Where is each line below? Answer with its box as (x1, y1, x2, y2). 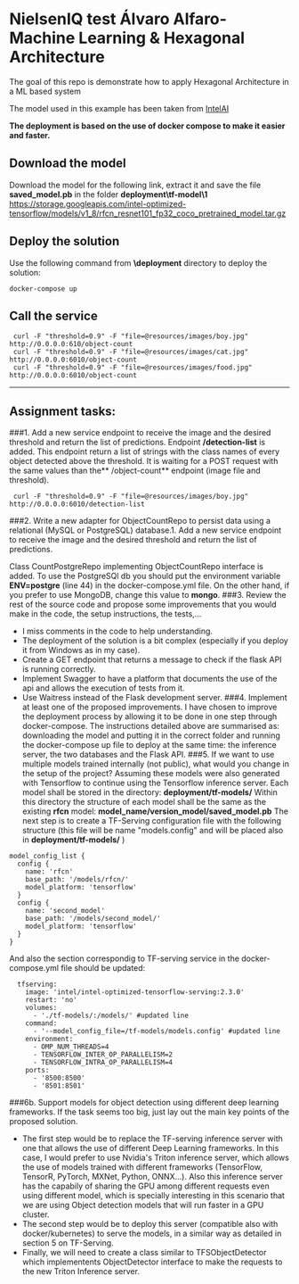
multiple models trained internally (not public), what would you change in (21, 758, 289, 769)
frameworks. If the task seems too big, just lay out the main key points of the (9, 1106, 290, 1117)
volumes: (25, 1004, 58, 1013)
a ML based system (9, 86, 82, 96)
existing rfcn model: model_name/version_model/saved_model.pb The (21, 806, 289, 816)
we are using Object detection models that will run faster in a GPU (21, 1200, 264, 1211)
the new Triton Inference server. (21, 1266, 141, 1277)
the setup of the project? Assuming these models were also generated (21, 768, 280, 779)
